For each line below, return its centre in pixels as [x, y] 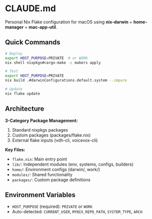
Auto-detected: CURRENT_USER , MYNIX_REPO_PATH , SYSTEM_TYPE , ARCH [77, 212]
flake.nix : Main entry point [39, 159]
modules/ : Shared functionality [42, 174]
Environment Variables [40, 195]
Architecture [25, 109]
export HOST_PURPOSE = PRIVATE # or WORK [47, 58]
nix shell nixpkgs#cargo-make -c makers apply [53, 63]
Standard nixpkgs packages [40, 130]
